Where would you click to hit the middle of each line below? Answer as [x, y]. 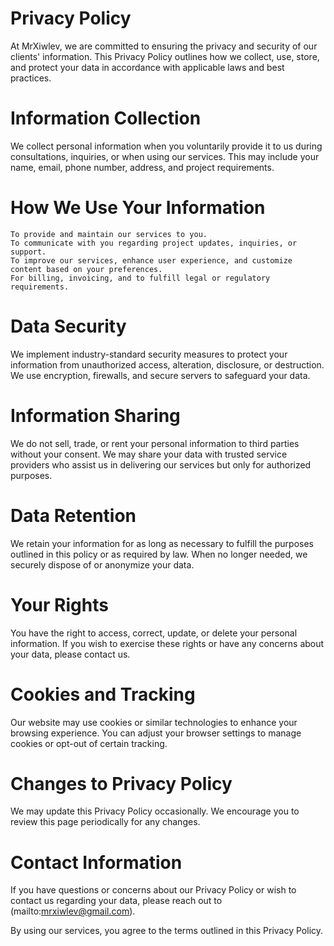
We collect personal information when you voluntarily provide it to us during [166, 146]
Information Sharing [95, 415]
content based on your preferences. [86, 269]
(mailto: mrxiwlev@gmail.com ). [73, 911]
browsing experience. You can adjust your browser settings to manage [156, 733]
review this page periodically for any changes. [105, 822]
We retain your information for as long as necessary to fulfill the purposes [162, 543]
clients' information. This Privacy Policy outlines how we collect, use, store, [165, 56]
